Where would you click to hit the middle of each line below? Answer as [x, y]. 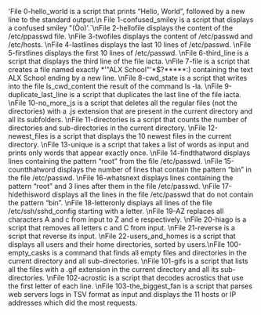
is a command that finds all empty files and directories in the [149, 253]
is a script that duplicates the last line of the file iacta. [155, 94]
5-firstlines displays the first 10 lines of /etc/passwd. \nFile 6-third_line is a [129, 53]
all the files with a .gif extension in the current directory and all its [114, 269]
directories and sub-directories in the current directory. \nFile [107, 128]
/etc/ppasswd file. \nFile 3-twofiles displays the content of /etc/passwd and [130, 36]
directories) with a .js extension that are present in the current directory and [130, 111]
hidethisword [29, 194]
